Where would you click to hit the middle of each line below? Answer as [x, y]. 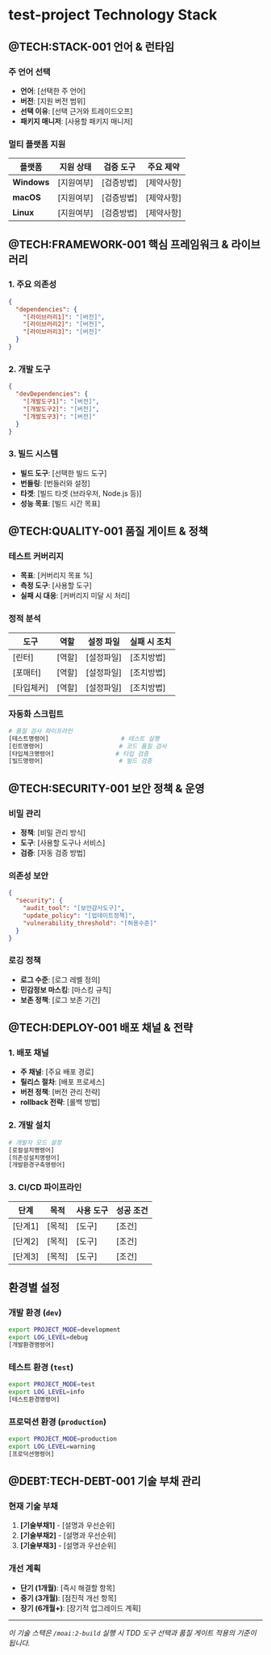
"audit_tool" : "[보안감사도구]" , [74, 908]
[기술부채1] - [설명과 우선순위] [67, 1526]
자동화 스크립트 [36, 713]
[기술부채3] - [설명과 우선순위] [68, 1546]
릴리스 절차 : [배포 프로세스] [62, 1082]
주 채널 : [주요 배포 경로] [57, 1072]
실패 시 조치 [150, 641]
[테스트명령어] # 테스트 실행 [84, 739]
